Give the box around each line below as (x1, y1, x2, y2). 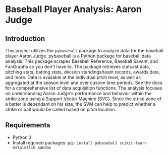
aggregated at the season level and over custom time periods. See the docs (5, 80, 163, 86)
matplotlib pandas (12, 145, 51, 150)
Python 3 (12, 134, 32, 140)
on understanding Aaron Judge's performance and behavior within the (5, 91, 152, 96)
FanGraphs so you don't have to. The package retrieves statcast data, (5, 64, 150, 69)
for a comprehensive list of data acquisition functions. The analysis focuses (5, 85, 162, 91)
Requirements (5, 121, 50, 129)
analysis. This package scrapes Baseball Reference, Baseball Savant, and (5, 58, 158, 64)
